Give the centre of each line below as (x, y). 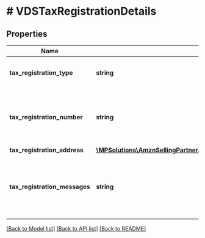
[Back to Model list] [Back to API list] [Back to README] (76, 229)
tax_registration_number (46, 117)
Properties (27, 34)
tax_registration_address (46, 150)
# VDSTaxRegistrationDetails (81, 11)
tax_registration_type (41, 73)
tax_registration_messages (50, 187)
